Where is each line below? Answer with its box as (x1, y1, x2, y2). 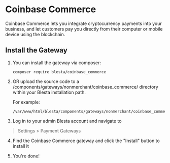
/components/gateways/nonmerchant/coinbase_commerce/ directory (12, 84, 158, 90)
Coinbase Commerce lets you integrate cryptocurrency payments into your (5, 20, 162, 26)
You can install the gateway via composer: (12, 60, 101, 66)
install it (12, 143, 29, 149)
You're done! (12, 153, 40, 159)
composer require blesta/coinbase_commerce (12, 69, 107, 74)
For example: (12, 99, 40, 105)
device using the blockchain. (5, 31, 65, 37)
